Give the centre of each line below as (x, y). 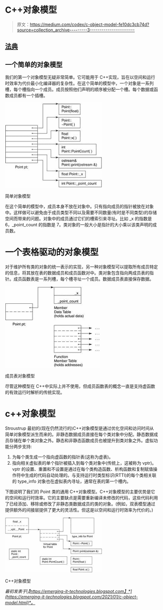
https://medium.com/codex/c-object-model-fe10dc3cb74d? (90, 24)
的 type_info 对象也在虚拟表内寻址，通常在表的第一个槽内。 (71, 481)
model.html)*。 (20, 603)
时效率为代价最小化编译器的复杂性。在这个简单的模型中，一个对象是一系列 (79, 83)
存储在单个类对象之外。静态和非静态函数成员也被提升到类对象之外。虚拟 (81, 441)
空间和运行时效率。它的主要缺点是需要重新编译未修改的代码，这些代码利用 (83, 498)
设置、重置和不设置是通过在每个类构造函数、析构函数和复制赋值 (90, 469)
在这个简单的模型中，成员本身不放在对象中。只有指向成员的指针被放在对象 (79, 207)
